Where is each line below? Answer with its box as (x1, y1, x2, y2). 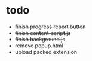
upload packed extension (14, 48, 78, 55)
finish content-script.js (14, 29, 71, 36)
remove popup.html (14, 42, 64, 49)
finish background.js (14, 36, 66, 43)
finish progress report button (14, 23, 86, 30)
